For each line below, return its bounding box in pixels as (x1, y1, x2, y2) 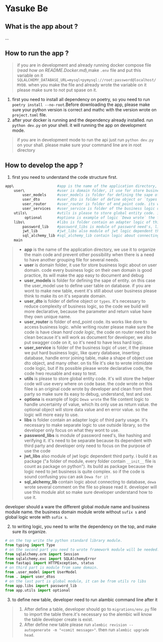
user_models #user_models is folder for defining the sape (22, 192, 153, 197)
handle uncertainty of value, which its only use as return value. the (24, 401, 158, 407)
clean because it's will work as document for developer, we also (24, 334, 153, 340)
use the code (24, 448, 51, 453)
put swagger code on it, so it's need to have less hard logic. (24, 340, 144, 345)
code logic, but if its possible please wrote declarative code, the (24, 365, 152, 371)
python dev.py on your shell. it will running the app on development (12, 122, 147, 128)
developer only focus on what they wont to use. (24, 427, 120, 433)
